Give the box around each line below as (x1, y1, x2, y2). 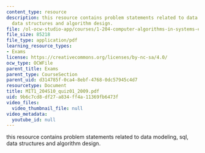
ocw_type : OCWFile (6, 60, 53, 66)
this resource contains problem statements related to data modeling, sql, (6, 133, 189, 141)
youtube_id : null (12, 116, 56, 123)
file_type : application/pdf (6, 37, 78, 43)
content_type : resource (6, 9, 67, 15)
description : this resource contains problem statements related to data (6, 15, 198, 21)
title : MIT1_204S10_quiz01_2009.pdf (6, 88, 99, 94)
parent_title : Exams (6, 65, 59, 72)
